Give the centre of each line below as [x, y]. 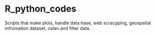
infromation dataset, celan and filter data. [48, 28]
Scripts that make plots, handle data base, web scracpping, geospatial [78, 23]
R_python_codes [41, 9]
